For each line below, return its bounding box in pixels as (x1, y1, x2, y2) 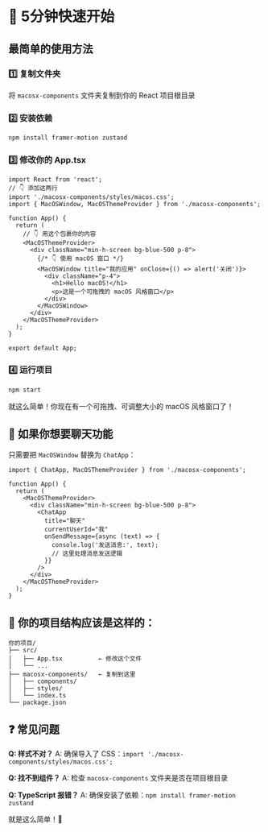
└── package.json (8, 698, 67, 707)
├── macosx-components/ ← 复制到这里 (8, 670, 136, 679)
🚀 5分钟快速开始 (8, 7, 115, 26)
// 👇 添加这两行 (8, 184, 58, 192)
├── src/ (8, 646, 38, 655)
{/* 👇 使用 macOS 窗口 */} (37, 255, 124, 263)
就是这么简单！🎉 (8, 814, 63, 824)
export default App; (8, 344, 78, 353)
